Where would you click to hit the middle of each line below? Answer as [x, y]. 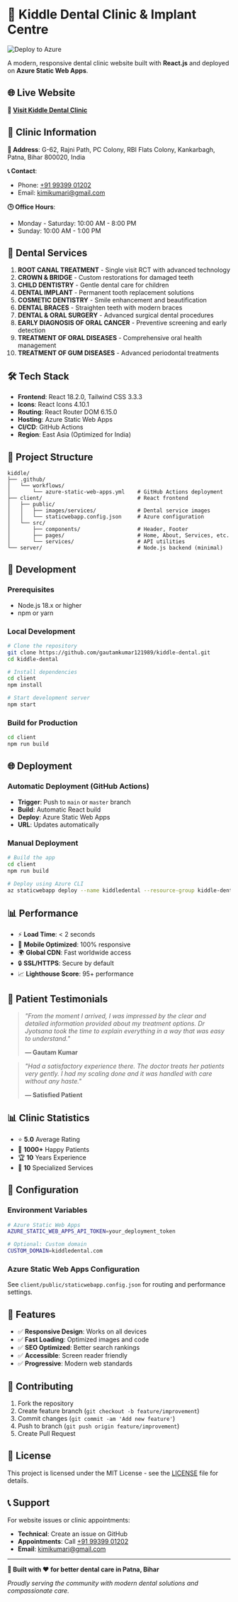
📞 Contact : [22, 170]
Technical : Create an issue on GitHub [72, 1534]
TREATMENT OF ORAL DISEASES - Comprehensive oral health [109, 338]
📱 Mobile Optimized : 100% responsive [74, 944]
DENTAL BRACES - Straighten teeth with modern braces [100, 307]
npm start [22, 705]
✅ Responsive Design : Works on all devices [82, 1331]
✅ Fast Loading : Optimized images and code [83, 1340]
